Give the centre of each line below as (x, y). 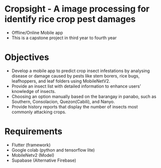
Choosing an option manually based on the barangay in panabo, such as (84, 96)
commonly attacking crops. (39, 112)
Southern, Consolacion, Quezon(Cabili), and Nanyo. (63, 101)
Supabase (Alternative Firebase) (44, 160)
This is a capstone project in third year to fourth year (64, 38)
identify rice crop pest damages (70, 19)
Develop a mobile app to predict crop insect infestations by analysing (80, 71)
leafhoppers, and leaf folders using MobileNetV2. (61, 81)
